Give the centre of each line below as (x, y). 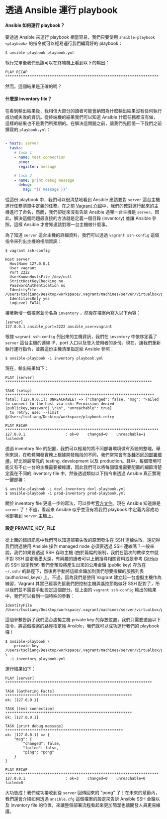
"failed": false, (41, 748)
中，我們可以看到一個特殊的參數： (40, 596)
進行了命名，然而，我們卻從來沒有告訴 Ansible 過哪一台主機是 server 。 (82, 212)
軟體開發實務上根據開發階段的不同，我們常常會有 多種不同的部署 (92, 455)
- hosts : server (22, 143)
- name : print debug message (44, 180)
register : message (37, 167)
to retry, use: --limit (34, 413)
